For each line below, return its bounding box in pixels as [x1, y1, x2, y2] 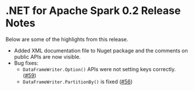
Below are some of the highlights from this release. [5, 36, 128, 43]
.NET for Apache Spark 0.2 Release [5, 4, 181, 17]
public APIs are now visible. [13, 53, 81, 60]
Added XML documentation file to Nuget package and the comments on [13, 47, 188, 54]
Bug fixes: [13, 60, 39, 66]
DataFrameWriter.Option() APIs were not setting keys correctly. [22, 65, 176, 72]
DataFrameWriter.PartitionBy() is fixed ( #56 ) [22, 78, 133, 85]
